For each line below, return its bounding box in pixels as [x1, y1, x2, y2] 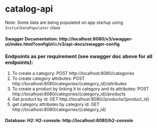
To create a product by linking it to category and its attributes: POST [12, 86, 149, 91]
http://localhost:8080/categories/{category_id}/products [12, 91, 126, 97]
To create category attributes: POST [12, 75, 85, 81]
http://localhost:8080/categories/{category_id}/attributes [12, 80, 127, 86]
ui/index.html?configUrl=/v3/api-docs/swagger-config [5, 41, 120, 47]
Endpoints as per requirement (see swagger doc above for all [5, 53, 153, 60]
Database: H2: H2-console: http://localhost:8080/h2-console [5, 118, 133, 124]
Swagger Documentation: [5, 36, 59, 42]
